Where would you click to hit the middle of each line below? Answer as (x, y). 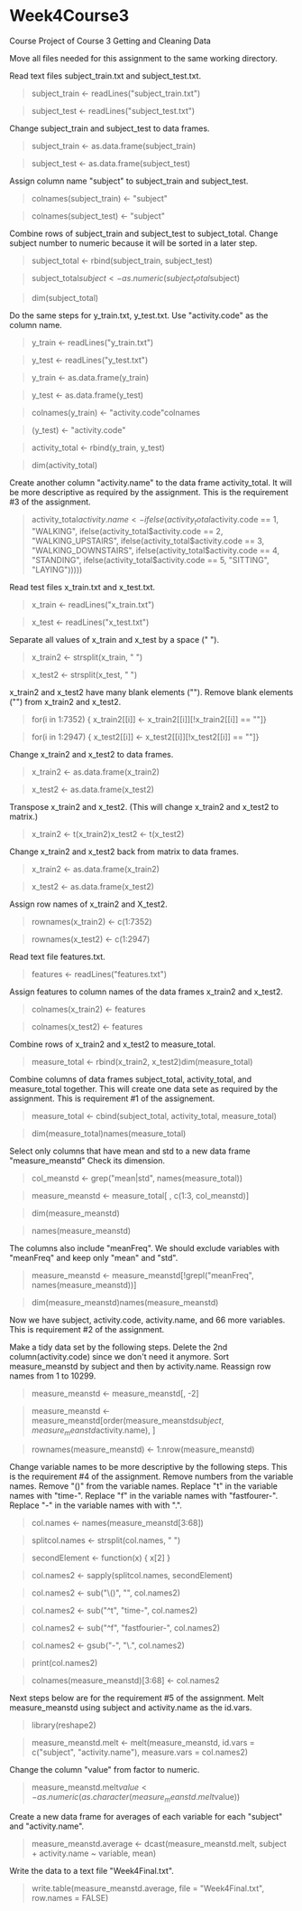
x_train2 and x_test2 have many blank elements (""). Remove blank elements (151, 692)
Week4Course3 (69, 16)
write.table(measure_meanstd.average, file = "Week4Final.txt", (147, 1888)
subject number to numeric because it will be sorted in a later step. (133, 243)
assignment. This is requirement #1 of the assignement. (112, 1098)
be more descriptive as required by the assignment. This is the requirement (149, 492)
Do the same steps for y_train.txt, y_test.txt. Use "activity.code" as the (139, 315)
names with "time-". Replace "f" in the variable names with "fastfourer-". (143, 1496)
